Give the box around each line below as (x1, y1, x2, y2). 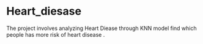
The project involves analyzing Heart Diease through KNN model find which (6, 24, 197, 32)
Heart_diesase (6, 4, 81, 18)
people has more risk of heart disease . (6, 31, 105, 38)
